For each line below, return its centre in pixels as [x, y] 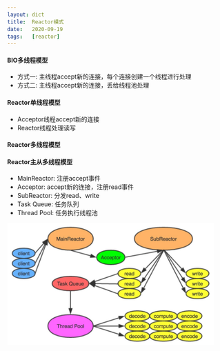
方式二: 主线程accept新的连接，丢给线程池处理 [83, 86]
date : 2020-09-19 [35, 29]
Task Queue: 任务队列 [48, 204]
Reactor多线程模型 [34, 145]
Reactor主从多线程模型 [40, 161]
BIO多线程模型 [28, 60]
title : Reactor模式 [36, 22]
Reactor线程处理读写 [46, 128]
